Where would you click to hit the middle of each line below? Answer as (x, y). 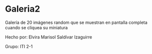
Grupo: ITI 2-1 (19, 46)
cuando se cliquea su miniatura (37, 27)
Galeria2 (23, 9)
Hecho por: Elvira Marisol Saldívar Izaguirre (49, 37)
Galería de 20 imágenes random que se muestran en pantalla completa (76, 22)
